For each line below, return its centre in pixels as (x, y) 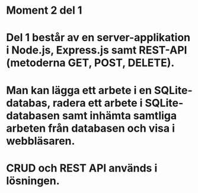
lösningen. (33, 181)
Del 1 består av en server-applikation (98, 38)
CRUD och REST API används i (82, 168)
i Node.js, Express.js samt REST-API (97, 50)
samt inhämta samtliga (119, 115)
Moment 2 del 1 (44, 10)
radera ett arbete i (98, 103)
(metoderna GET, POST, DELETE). (90, 63)
